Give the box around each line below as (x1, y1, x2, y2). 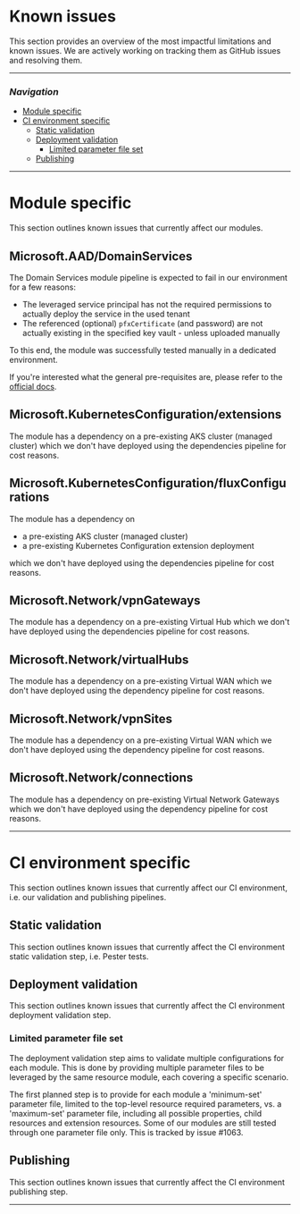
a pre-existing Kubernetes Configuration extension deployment (21, 540, 254, 551)
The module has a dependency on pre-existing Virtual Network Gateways (9, 794, 279, 805)
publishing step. (9, 1186, 69, 1197)
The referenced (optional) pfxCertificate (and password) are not (21, 317, 263, 328)
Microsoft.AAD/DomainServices (9, 249, 193, 264)
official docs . (9, 381, 57, 392)
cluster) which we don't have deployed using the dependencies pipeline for (9, 440, 287, 451)
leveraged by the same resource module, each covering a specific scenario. (9, 1071, 289, 1083)
